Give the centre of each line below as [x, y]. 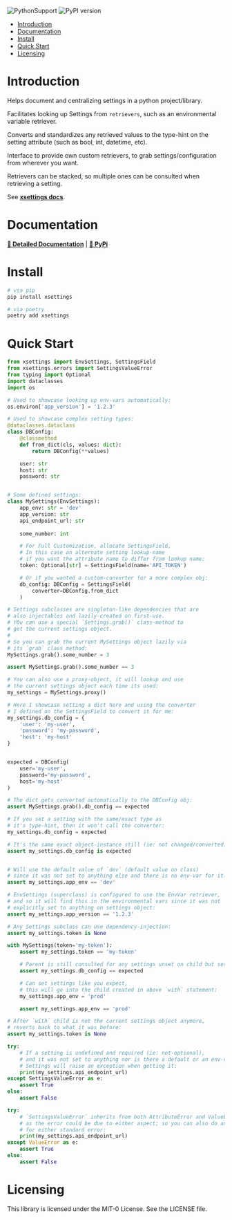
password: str [40, 477]
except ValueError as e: [43, 1143]
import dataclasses [35, 381]
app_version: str [45, 514]
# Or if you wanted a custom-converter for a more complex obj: [114, 577]
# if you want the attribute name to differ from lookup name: [113, 559]
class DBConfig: [30, 432]
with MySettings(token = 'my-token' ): [60, 945]
